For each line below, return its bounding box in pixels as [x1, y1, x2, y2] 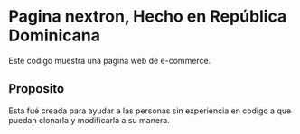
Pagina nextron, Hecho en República [8, 6, 287, 27]
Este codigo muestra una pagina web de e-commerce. [8, 55, 211, 66]
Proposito [8, 81, 65, 96]
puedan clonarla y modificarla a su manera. [8, 114, 171, 125]
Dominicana [8, 25, 101, 46]
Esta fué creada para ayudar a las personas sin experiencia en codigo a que [8, 105, 292, 116]
